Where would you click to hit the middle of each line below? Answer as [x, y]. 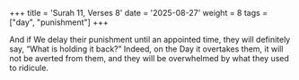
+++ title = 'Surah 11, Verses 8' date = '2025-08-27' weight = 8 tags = [138, 13]
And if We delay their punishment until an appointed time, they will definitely [150, 40]
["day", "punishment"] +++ [59, 22]
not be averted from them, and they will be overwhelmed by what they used [149, 58]
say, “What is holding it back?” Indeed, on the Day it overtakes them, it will [146, 49]
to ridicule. [29, 68]
